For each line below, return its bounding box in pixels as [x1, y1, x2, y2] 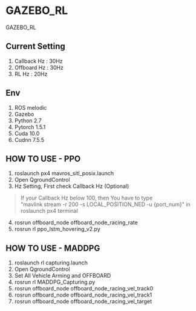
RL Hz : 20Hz [14, 70, 48, 78]
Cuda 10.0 [14, 130, 40, 137]
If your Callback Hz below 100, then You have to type [20, 195, 153, 202]
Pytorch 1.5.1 [14, 123, 46, 130]
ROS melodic [14, 104, 47, 111]
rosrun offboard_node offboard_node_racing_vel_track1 [14, 292, 152, 299]
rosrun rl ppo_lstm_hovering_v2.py [14, 226, 100, 233]
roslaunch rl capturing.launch [14, 259, 88, 267]
